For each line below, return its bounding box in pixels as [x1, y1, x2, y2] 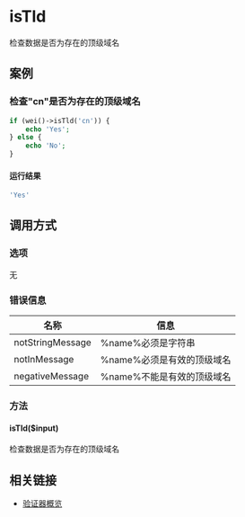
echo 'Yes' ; [25, 124, 70, 134]
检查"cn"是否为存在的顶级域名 [9, 95, 141, 108]
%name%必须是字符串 [100, 337, 196, 350]
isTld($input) [9, 423, 59, 433]
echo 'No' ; [25, 141, 66, 150]
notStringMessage [13, 336, 92, 349]
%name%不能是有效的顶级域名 [100, 370, 232, 383]
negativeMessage [13, 370, 90, 383]
